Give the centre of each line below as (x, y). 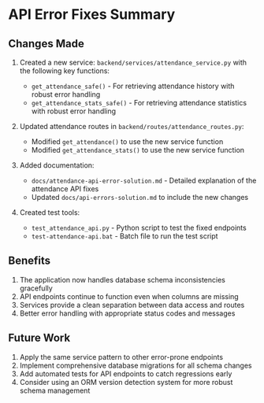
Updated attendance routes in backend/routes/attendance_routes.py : (132, 126)
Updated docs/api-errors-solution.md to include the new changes (140, 197)
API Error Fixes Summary (92, 15)
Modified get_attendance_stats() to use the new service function (138, 150)
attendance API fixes (65, 189)
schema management (55, 390)
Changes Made (46, 44)
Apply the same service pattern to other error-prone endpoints (121, 357)
